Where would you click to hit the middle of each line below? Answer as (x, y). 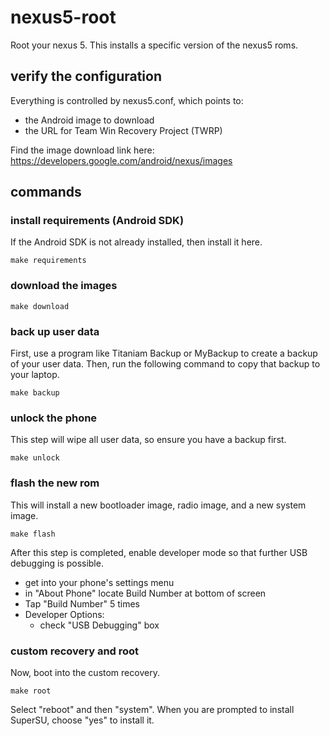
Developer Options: (64, 614)
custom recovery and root (75, 651)
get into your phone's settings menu (99, 582)
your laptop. (35, 375)
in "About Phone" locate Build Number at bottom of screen (145, 593)
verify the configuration (86, 76)
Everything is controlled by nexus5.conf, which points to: (127, 100)
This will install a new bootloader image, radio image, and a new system (158, 505)
